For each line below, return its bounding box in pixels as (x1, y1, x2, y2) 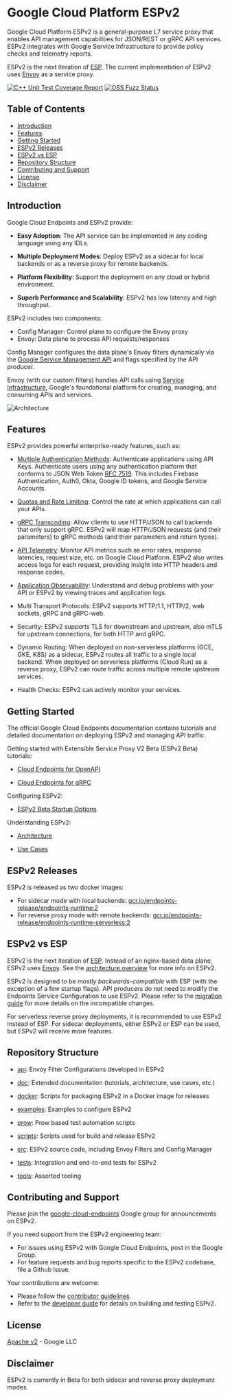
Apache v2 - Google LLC (7, 1338, 78, 1346)
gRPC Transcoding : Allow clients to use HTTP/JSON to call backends (16, 518, 213, 526)
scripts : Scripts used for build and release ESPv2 (16, 1132, 156, 1140)
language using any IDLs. (16, 238, 89, 247)
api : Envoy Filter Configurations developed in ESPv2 (16, 1065, 165, 1073)
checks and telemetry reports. (7, 49, 93, 58)
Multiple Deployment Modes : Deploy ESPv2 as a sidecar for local (16, 252, 204, 260)
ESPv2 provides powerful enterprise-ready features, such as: (7, 442, 181, 450)
